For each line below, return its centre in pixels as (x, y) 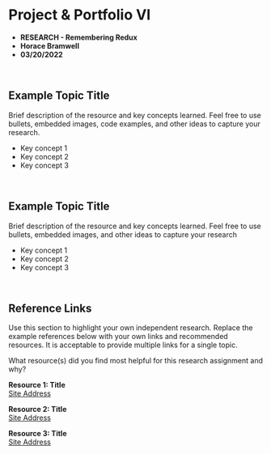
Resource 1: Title (37, 385)
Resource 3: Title (38, 434)
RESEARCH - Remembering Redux (78, 37)
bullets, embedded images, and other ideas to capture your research (123, 234)
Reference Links (50, 308)
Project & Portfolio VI (80, 15)
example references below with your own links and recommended (118, 337)
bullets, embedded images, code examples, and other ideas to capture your (134, 124)
